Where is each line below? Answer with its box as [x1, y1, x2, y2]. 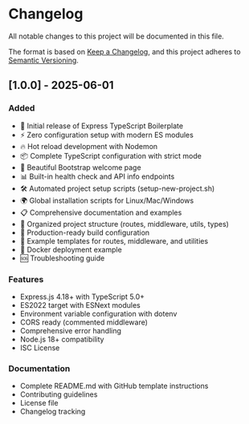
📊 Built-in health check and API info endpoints [19, 172, 175, 181]
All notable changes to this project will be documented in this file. [8, 31, 225, 41]
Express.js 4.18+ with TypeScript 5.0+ [19, 292, 145, 301]
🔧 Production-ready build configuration [19, 228, 150, 237]
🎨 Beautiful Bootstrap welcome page [19, 162, 142, 172]
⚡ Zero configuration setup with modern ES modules [19, 130, 194, 139]
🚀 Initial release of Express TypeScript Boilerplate [19, 121, 183, 131]
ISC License [19, 342, 60, 353]
